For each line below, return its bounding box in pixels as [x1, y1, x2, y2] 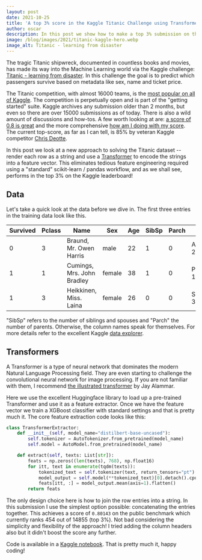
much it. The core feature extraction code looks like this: [6, 413, 146, 420]
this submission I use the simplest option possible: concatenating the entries [6, 503, 196, 511]
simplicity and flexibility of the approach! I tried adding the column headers [6, 523, 192, 530]
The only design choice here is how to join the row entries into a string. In [6, 497, 188, 504]
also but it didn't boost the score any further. [6, 529, 117, 536]
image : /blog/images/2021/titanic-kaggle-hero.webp [6, 37, 138, 43]
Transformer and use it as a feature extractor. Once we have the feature [6, 400, 185, 407]
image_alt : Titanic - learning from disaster [6, 43, 122, 49]
